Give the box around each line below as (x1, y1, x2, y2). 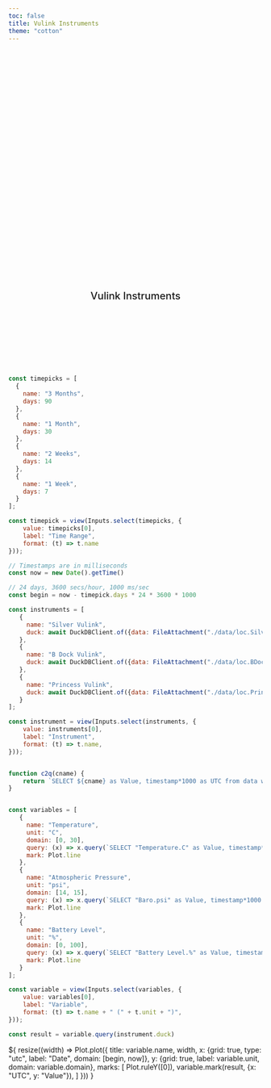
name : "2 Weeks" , (23, 450, 81, 458)
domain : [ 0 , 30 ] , (26, 836, 85, 844)
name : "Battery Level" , (26, 926, 106, 935)
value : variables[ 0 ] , (23, 994, 95, 1002)
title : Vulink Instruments (8, 19, 99, 27)
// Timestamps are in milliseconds (8, 562, 128, 570)
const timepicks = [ (8, 375, 78, 383)
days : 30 (23, 427, 52, 436)
